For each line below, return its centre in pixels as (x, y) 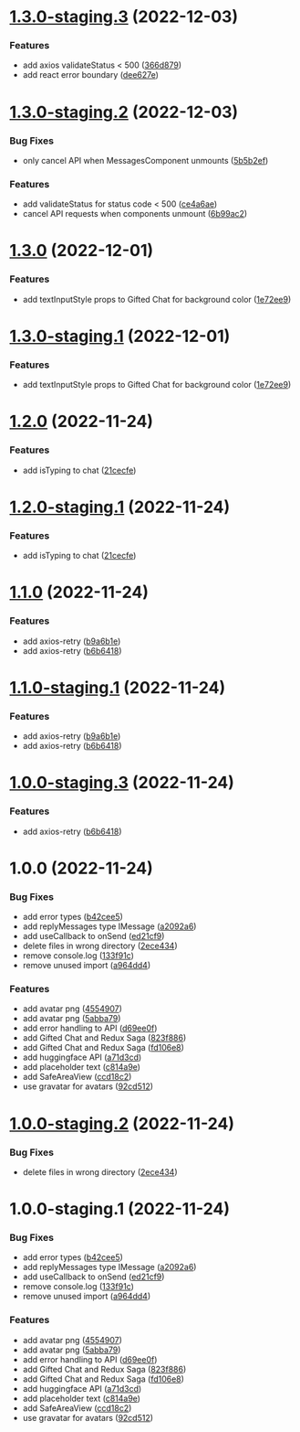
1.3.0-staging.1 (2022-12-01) (120, 336)
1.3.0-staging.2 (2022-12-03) (124, 112)
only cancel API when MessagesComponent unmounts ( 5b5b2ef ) (145, 160)
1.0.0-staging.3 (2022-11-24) (122, 783)
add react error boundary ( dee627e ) (91, 75)
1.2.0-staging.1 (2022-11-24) (120, 507)
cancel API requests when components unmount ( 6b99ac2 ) (135, 214)
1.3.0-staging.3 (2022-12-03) (124, 17)
